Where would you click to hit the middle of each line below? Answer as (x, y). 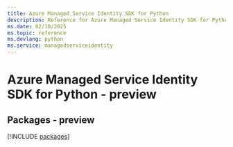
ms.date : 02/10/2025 (37, 26)
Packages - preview (51, 120)
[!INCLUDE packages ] (38, 136)
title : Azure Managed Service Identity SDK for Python (88, 13)
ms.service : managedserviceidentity (60, 46)
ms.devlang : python (35, 39)
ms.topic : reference (37, 33)
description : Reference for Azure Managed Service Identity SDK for (108, 20)
